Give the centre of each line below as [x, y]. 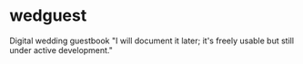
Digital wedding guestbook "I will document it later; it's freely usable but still [151, 41]
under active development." [61, 50]
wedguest [48, 16]
